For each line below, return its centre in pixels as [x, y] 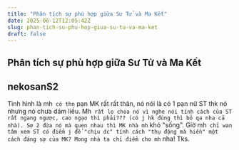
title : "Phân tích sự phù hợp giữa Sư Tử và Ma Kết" [87, 14]
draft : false [27, 34]
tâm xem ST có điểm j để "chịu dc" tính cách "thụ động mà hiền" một [113, 132]
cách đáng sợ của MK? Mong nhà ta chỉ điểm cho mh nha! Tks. [99, 139]
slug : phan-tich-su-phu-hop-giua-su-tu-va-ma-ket [83, 27]
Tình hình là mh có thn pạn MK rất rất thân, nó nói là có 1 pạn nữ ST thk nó [117, 104]
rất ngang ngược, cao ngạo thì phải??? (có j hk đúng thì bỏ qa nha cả [116, 118]
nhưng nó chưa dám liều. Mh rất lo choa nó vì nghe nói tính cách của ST [120, 112]
